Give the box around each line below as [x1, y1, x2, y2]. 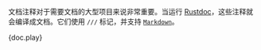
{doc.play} [8, 33, 43, 42]
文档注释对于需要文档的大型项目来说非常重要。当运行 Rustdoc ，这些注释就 [8, 7, 254, 16]
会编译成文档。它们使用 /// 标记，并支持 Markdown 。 [8, 17, 179, 26]
